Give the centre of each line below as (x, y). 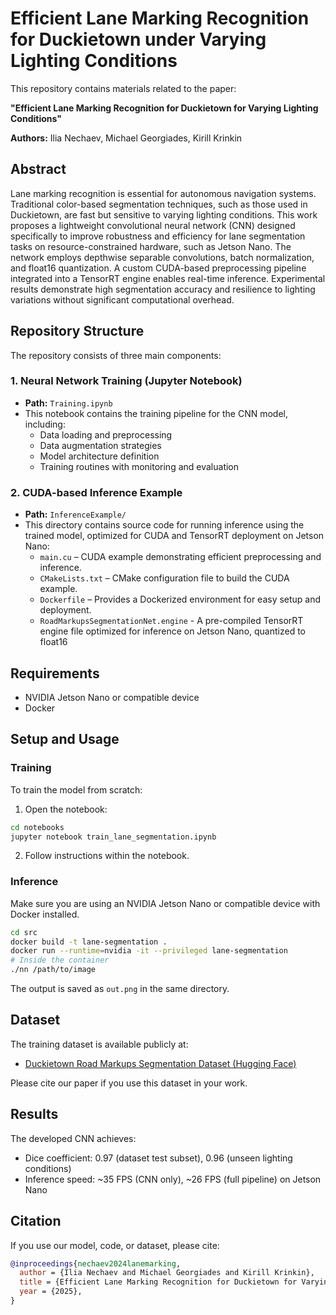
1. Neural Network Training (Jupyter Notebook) (126, 381)
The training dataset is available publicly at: (99, 1044)
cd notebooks (37, 827)
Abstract (38, 169)
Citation (36, 1221)
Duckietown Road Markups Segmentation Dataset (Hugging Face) (160, 1063)
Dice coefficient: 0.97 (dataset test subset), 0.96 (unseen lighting (158, 1158)
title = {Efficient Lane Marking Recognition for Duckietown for (158, 1282)
